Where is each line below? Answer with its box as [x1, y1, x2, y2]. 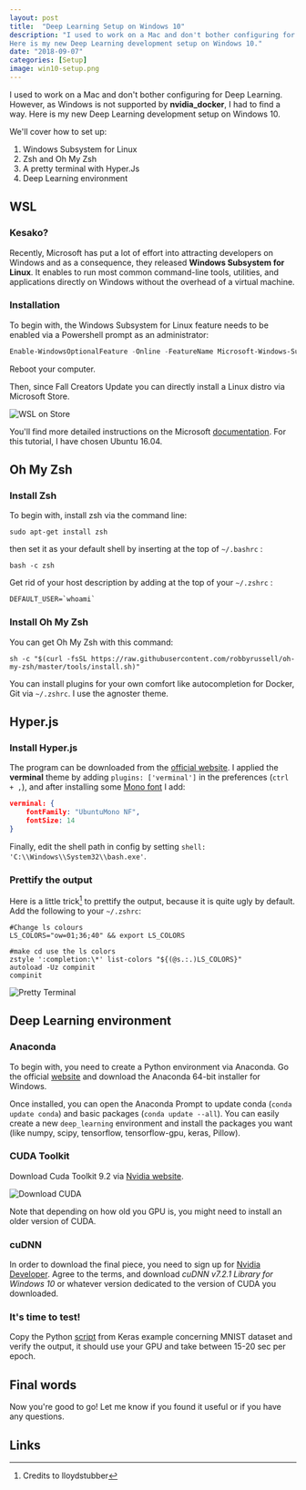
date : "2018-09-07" [9, 47, 84, 56]
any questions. [9, 1411, 66, 1422]
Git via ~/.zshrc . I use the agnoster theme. [9, 688, 168, 699]
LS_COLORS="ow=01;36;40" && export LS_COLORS [9, 931, 185, 940]
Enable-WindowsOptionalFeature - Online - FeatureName [9, 347, 214, 356]
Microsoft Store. [9, 391, 70, 402]
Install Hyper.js [9, 741, 78, 754]
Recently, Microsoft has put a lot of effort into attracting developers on [9, 247, 273, 258]
